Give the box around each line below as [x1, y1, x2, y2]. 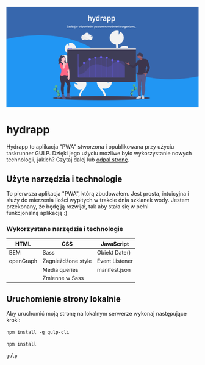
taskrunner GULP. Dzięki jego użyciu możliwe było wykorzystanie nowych [6, 150, 192, 157]
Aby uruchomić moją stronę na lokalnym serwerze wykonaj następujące [6, 310, 187, 317]
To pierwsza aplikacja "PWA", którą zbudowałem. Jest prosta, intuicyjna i [6, 190, 189, 197]
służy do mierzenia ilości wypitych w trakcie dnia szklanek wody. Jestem [6, 196, 190, 204]
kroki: [6, 316, 21, 324]
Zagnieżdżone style [42, 257, 92, 265]
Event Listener [96, 257, 133, 265]
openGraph [9, 257, 38, 265]
